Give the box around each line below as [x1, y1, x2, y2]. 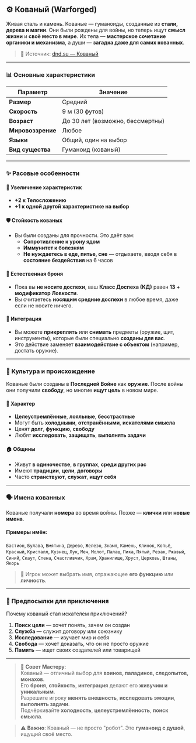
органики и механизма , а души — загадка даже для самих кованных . [6, 39, 185, 46]
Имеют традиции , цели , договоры [14, 467, 103, 474]
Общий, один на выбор [62, 136, 127, 144]
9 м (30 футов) [62, 108, 104, 116]
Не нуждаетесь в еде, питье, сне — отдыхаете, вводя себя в [23, 251, 177, 258]
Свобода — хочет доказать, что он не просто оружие [14, 641, 149, 648]
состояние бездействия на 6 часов [23, 257, 113, 264]
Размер [9, 98, 32, 106]
